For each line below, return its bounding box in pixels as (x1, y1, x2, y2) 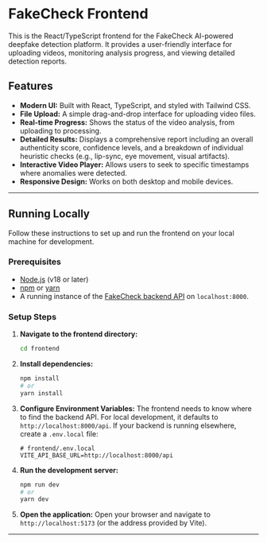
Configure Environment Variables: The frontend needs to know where (19, 403, 253, 413)
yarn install (19, 389, 64, 398)
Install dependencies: (19, 359, 94, 369)
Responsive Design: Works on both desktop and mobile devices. (19, 176, 234, 186)
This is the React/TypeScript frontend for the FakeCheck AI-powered (8, 31, 234, 41)
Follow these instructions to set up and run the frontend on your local (8, 228, 234, 238)
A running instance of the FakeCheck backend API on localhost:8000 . (19, 291, 249, 301)
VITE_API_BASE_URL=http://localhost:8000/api (19, 451, 173, 460)
